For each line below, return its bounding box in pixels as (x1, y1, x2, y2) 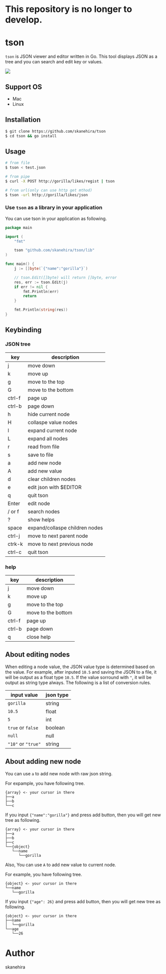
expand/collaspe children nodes (27, 524, 103, 531)
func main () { (5, 261, 35, 266)
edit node (27, 500, 50, 507)
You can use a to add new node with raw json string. (5, 770, 113, 776)
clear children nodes (27, 476, 76, 483)
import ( (5, 234, 23, 239)
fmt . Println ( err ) (23, 289, 59, 294)
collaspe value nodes (27, 419, 78, 426)
